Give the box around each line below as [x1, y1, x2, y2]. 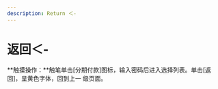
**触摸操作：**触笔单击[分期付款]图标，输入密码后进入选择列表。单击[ [7, 66, 206, 74]
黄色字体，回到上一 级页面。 [27, 74, 107, 82]
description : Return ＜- [7, 10, 77, 17]
